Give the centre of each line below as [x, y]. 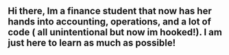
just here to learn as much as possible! [92, 43]
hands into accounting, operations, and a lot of [110, 22]
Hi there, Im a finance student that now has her [110, 11]
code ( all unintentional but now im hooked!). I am [115, 32]
